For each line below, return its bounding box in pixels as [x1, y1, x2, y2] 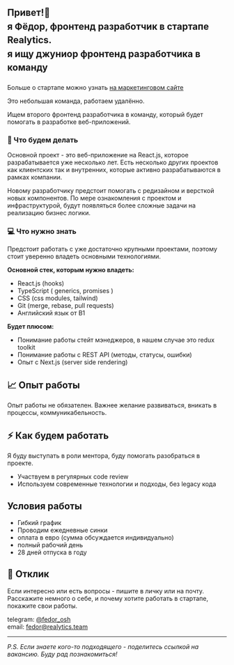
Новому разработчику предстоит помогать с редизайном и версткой [7, 187, 214, 195]
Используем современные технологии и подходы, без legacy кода [17, 480, 217, 488]
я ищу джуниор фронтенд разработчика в [7, 48, 201, 60]
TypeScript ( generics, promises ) [17, 287, 114, 295]
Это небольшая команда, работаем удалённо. [7, 97, 145, 105]
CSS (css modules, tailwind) [17, 294, 99, 302]
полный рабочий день [17, 540, 84, 549]
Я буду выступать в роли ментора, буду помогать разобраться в [7, 452, 201, 460]
